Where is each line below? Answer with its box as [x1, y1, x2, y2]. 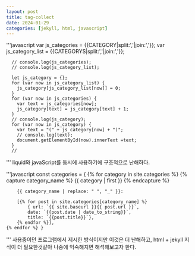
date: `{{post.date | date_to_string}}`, [27, 209, 132, 216]
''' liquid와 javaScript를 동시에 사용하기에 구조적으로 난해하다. [6, 159, 150, 166]
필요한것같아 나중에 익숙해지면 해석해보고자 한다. [23, 244, 137, 251]
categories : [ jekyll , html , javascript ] [6, 25, 108, 31]
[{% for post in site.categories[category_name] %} [17, 199, 147, 205]
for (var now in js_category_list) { [11, 80, 105, 86]
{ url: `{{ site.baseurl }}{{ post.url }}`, [27, 204, 140, 210]
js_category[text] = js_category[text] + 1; [17, 106, 129, 112]
